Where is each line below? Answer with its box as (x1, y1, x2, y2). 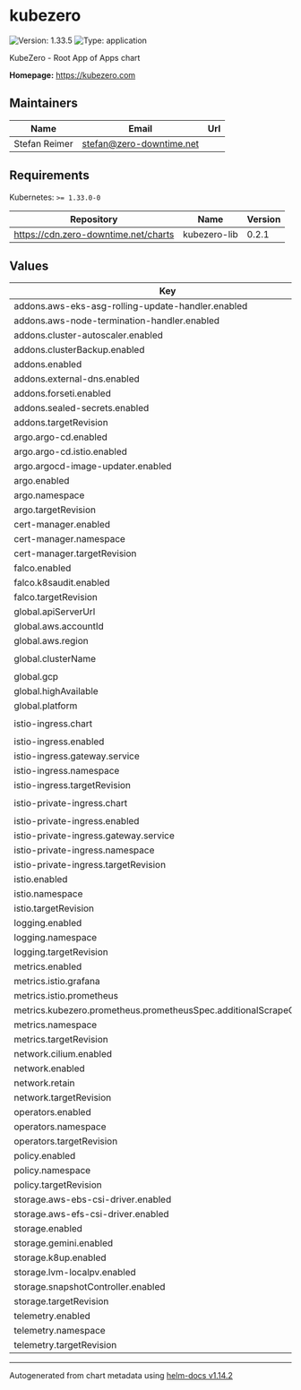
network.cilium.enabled (13, 1048, 113, 1060)
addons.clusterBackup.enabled (13, 344, 145, 356)
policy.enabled (13, 1150, 76, 1163)
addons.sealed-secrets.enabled (13, 402, 150, 415)
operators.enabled (13, 1106, 91, 1119)
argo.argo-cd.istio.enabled (13, 445, 128, 458)
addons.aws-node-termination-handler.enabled (13, 314, 220, 327)
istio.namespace (13, 888, 83, 900)
